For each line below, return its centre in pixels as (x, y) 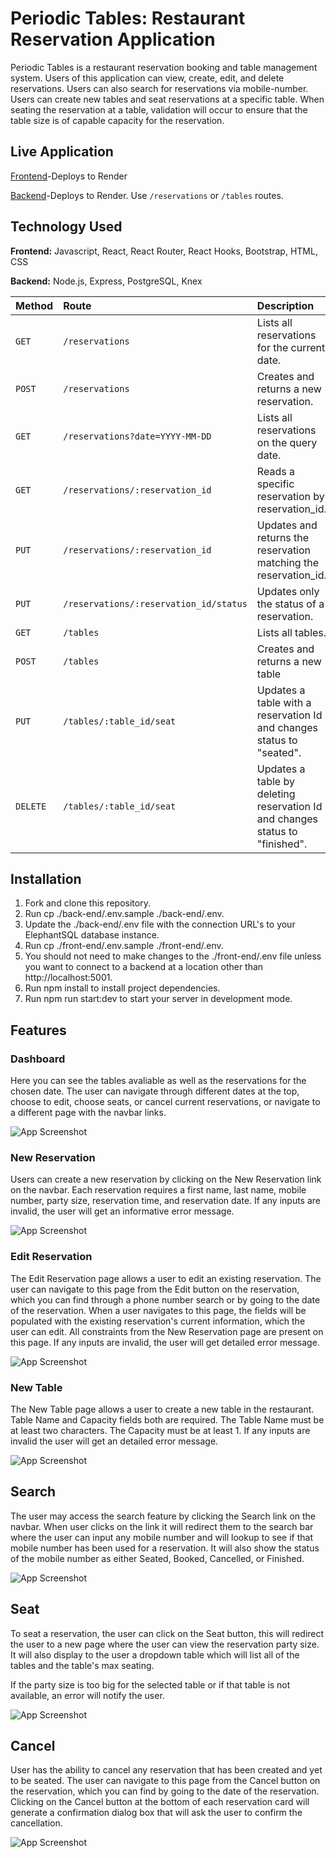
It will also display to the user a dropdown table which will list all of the (155, 1654)
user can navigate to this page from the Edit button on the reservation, (155, 1289)
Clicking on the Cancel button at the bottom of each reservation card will (160, 1802)
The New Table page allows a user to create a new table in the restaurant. (162, 1409)
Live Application (62, 152)
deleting (276, 794)
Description (285, 305)
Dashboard (38, 1059)
